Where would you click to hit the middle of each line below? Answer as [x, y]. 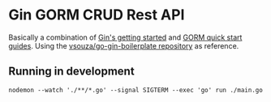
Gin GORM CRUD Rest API [97, 15]
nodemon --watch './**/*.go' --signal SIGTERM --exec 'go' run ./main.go [136, 90]
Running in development [72, 72]
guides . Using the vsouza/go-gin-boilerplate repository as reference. [124, 45]
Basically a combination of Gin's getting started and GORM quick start [125, 37]
